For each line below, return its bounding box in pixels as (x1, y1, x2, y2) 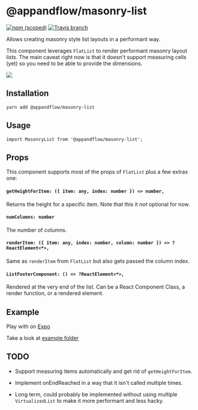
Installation (6, 88, 49, 99)
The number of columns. (6, 226, 67, 234)
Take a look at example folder (6, 335, 79, 341)
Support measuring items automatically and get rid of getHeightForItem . (14, 368, 193, 375)
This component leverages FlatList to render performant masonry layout (6, 47, 187, 54)
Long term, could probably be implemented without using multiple (14, 390, 178, 398)
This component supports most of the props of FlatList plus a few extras (6, 169, 188, 176)
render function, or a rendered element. (6, 290, 104, 297)
